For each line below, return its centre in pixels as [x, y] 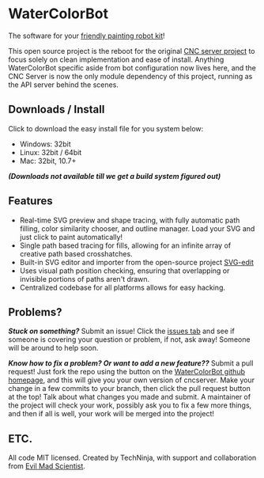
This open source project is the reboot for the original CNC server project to [132, 51]
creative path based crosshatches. [76, 253]
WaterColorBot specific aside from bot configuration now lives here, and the [132, 67]
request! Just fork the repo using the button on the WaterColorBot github [126, 372]
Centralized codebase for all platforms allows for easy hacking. [122, 287]
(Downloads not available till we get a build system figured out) [115, 176]
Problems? [35, 312]
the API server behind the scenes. [63, 85]
